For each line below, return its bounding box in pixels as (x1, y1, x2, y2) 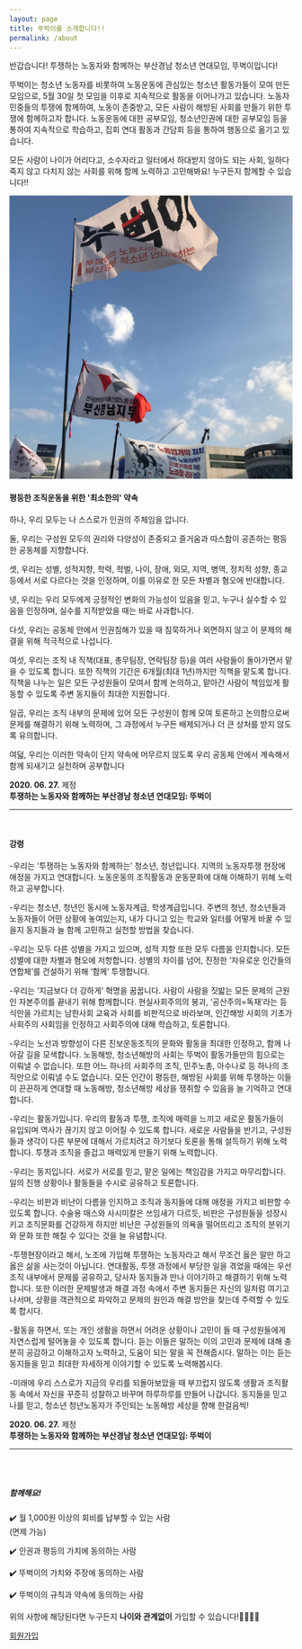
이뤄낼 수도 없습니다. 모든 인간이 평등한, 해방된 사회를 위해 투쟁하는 (40, 1071, 276, 1083)
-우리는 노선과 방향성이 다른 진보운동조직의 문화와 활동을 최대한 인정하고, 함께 (9, 1038, 281, 1048)
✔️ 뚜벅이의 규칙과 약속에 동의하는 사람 (9, 1589, 144, 1600)
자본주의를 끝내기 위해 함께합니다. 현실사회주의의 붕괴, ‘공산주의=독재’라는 (18, 996, 279, 1007)
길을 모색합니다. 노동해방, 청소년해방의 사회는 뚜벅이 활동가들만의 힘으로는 (25, 1048, 286, 1060)
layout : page (9, 14, 58, 23)
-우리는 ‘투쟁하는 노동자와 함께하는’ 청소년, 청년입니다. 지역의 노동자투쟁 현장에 (9, 860, 286, 871)
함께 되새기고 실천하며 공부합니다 (9, 760, 126, 771)
